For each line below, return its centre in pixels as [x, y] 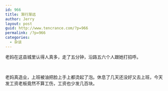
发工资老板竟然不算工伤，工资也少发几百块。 [51, 83]
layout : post [19, 24]
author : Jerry [20, 19]
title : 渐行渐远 [20, 14]
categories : [17, 38]
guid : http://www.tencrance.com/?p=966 [47, 28]
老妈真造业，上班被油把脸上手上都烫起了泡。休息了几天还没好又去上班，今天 [84, 77]
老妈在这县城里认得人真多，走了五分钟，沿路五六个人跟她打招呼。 [73, 57]
